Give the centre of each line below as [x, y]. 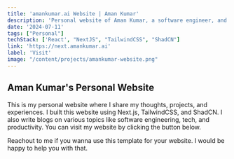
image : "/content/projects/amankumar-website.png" [83, 60]
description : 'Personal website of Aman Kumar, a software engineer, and [117, 20]
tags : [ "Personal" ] [36, 33]
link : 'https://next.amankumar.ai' [59, 46]
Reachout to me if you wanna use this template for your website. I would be [116, 140]
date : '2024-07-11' [36, 27]
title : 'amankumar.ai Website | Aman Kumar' [73, 14]
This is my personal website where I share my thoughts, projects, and [108, 104]
